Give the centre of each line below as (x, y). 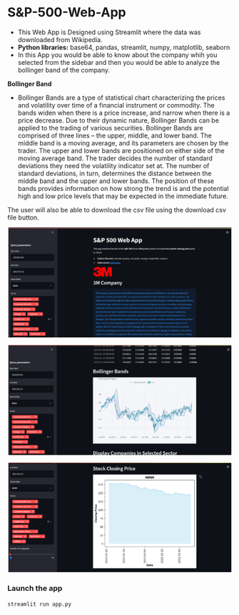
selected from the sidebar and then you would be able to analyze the (119, 62)
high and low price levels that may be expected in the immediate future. (123, 196)
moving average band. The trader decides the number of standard (115, 158)
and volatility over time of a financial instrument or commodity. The (116, 105)
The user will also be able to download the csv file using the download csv (117, 210)
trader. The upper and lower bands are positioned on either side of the (121, 150)
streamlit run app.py (40, 604)
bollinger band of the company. (64, 70)
